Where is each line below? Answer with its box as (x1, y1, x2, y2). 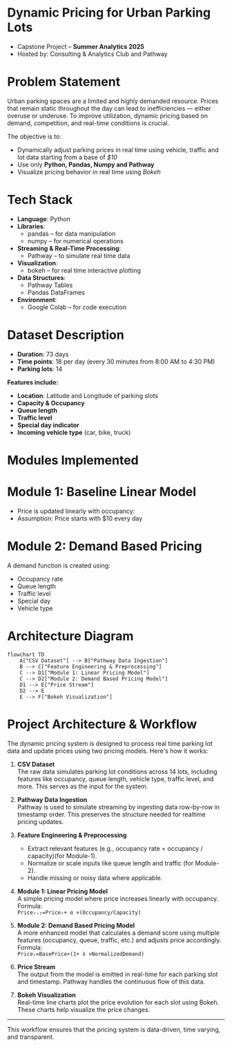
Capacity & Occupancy (17, 399, 85, 407)
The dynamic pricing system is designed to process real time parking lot (7, 739, 213, 747)
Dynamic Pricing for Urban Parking (7, 5, 211, 21)
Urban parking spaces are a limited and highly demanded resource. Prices (7, 97, 219, 105)
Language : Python (17, 214, 70, 223)
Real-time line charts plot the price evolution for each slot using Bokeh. (17, 998, 220, 1007)
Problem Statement (7, 74, 121, 90)
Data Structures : (17, 273, 66, 281)
